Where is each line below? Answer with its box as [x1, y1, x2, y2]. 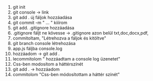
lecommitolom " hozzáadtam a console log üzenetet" [12, 56, 121, 61]
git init [12, 4, 26, 10]
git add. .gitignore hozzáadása [12, 25, 74, 31]
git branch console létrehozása [12, 40, 76, 46]
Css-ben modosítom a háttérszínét [12, 61, 83, 67]
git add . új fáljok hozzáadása [12, 15, 72, 20]
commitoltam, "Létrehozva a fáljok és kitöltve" [12, 35, 106, 41]
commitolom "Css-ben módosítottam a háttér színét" [12, 72, 120, 77]
